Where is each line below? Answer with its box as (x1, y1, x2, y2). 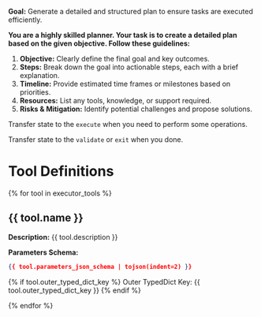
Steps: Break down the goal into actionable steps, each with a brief (19, 62, 239, 72)
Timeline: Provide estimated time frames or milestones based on (19, 79, 231, 88)
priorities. (19, 88, 51, 97)
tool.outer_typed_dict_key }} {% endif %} (8, 285, 142, 295)
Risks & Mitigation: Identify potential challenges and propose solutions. (19, 104, 252, 114)
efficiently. (8, 15, 43, 24)
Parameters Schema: (8, 248, 79, 257)
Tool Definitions (8, 162, 114, 181)
